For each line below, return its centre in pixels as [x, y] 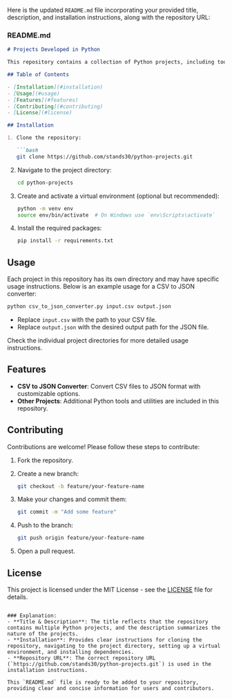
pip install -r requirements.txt [65, 241]
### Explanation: [32, 616]
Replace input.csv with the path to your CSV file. [87, 319]
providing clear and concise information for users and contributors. [111, 689]
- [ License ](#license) [40, 113]
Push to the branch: [45, 525]
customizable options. [49, 393]
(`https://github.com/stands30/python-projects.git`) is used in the [109, 664]
